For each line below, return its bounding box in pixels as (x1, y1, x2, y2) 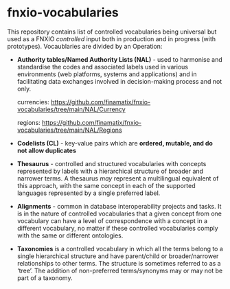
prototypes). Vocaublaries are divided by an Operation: (7, 42, 163, 50)
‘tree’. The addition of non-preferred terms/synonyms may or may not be (16, 266, 223, 275)
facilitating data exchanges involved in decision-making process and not (16, 77, 222, 85)
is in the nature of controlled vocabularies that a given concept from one (16, 209, 222, 218)
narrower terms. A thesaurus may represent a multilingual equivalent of (16, 174, 219, 183)
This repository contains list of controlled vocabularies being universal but (7, 27, 217, 36)
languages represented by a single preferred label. (16, 189, 161, 197)
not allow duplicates (16, 146, 77, 154)
